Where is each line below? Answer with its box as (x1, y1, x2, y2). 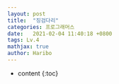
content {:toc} (17, 68, 59, 78)
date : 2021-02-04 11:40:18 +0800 (7, 30, 113, 37)
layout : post (7, 10, 46, 18)
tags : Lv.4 (7, 37, 40, 44)
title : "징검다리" (7, 17, 59, 24)
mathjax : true (7, 43, 50, 50)
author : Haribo (7, 50, 52, 57)
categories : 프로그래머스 (7, 23, 75, 30)
